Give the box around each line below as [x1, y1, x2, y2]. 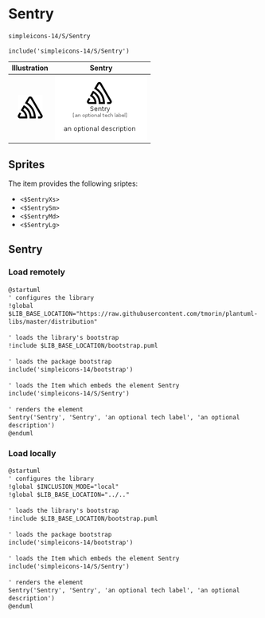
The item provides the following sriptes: [8, 179, 138, 188]
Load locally [8, 447, 57, 459]
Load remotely [8, 266, 66, 278]
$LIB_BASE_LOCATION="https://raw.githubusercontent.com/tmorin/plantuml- [8, 309, 259, 317]
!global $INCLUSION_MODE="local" [8, 482, 119, 490]
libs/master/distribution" [8, 317, 98, 325]
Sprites [8, 157, 45, 171]
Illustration [11, 63, 49, 73]
